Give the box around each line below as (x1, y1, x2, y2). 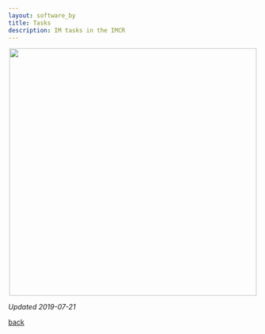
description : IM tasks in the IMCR (8, 26, 126, 34)
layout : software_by (8, 11, 77, 20)
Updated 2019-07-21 (8, 302, 77, 312)
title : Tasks (8, 19, 51, 27)
